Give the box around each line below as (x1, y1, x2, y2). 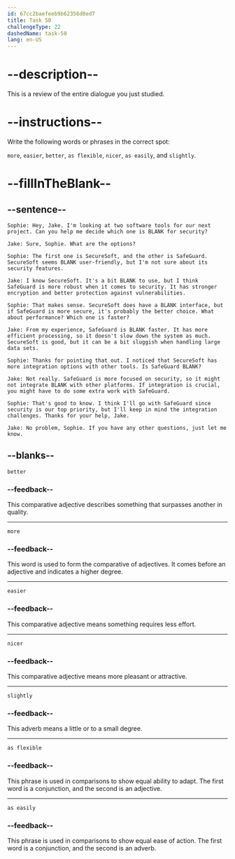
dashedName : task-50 (7, 29, 68, 37)
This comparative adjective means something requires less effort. (7, 620, 197, 628)
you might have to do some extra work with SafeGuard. (7, 388, 171, 395)
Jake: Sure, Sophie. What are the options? (7, 241, 136, 248)
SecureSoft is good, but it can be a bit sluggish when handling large (7, 339, 220, 346)
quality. (7, 508, 29, 516)
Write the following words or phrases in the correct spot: (7, 137, 170, 146)
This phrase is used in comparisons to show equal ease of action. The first (7, 836, 222, 845)
